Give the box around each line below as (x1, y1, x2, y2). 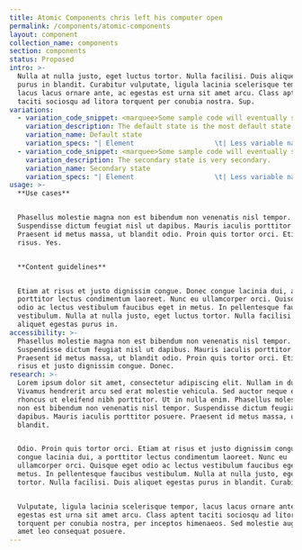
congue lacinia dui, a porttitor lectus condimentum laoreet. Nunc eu (17, 453, 288, 462)
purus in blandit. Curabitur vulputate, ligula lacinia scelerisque (17, 80, 280, 89)
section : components (9, 47, 87, 56)
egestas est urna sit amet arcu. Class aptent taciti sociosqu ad (17, 510, 271, 519)
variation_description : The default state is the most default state (25, 122, 292, 131)
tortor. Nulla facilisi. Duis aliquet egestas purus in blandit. (17, 478, 268, 487)
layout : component (9, 30, 78, 39)
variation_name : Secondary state (25, 164, 151, 173)
